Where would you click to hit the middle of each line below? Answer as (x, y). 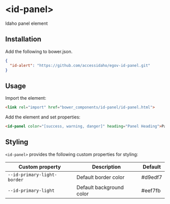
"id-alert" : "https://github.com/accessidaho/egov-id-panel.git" (80, 65)
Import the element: (26, 98)
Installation (23, 39)
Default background (100, 187)
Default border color (101, 177)
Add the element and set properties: (43, 117)
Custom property (40, 167)
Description (106, 167)
